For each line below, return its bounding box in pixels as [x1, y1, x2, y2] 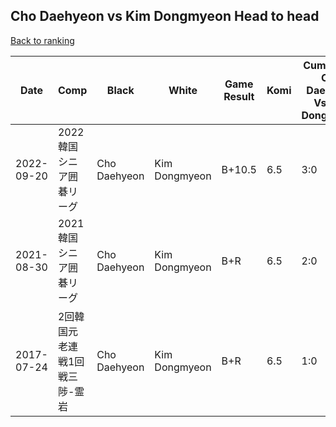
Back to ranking [10, 34, 75, 46]
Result [223, 89, 255, 103]
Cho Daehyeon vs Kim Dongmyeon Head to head [10, 8, 320, 25]
